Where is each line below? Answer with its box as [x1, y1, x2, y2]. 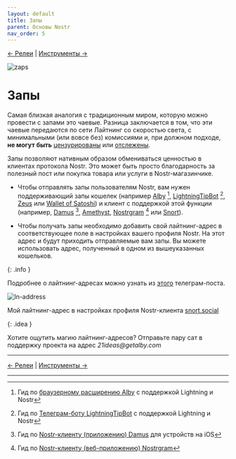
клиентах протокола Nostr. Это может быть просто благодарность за [7, 162, 216, 170]
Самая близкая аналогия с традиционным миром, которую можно [7, 111, 209, 120]
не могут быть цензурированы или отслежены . [7, 141, 151, 149]
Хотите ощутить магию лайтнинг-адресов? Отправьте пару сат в [7, 333, 203, 341]
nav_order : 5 [7, 30, 46, 37]
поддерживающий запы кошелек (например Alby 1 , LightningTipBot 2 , [17, 191, 225, 200]
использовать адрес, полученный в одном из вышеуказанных [17, 244, 205, 252]
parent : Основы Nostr [7, 23, 71, 30]
